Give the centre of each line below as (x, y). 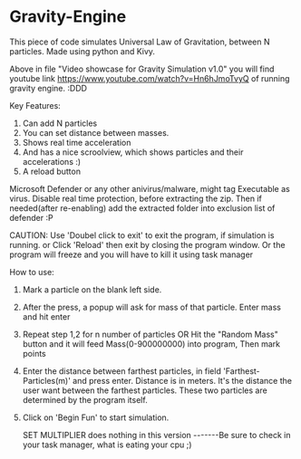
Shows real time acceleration (77, 142)
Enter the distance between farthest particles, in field (122, 371)
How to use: (32, 272)
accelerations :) (52, 161)
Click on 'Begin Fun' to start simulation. (96, 417)
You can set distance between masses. (96, 132)
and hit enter (46, 316)
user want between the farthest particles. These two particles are (145, 390)
